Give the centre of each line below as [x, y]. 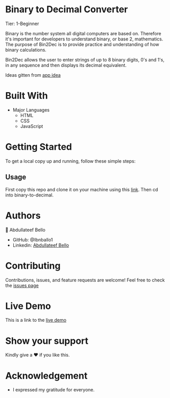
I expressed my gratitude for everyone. [54, 390]
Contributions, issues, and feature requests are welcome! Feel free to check [85, 280]
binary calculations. [26, 50]
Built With [27, 96]
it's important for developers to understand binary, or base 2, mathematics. [84, 39]
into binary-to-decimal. [29, 195]
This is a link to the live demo [36, 320]
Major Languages [31, 110]
